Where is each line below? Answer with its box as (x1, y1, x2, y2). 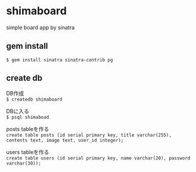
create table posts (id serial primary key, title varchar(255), (6, 132, 172, 138)
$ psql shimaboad (6, 114, 49, 120)
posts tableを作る (6, 125, 49, 132)
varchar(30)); (6, 160, 42, 166)
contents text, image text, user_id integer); (6, 137, 124, 143)
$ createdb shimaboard (6, 96, 63, 102)
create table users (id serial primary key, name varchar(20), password (6, 155, 191, 161)
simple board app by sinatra (6, 24, 75, 31)
